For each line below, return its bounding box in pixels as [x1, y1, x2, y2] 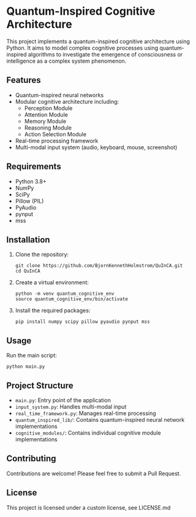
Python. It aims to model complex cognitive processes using [6, 44, 159, 52]
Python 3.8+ [15, 177, 47, 185]
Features [6, 75, 41, 85]
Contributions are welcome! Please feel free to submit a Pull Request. [6, 470, 181, 477]
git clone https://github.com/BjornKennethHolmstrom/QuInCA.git [15, 263, 183, 269]
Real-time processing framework [15, 137, 99, 144]
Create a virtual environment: [15, 279, 89, 286]
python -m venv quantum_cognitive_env [15, 290, 115, 297]
